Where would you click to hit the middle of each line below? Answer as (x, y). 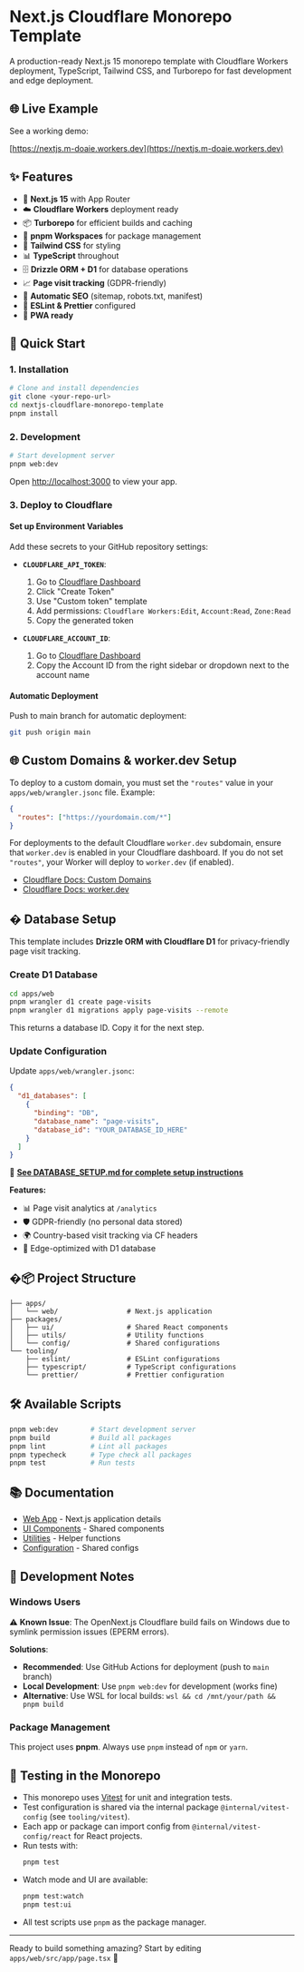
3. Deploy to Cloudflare (61, 505)
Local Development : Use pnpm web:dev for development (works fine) (150, 1686)
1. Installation (39, 369)
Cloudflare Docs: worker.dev (76, 889)
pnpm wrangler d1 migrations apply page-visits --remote (119, 1011)
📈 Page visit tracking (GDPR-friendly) (95, 282)
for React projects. (108, 1836)
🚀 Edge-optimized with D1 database (89, 1249)
